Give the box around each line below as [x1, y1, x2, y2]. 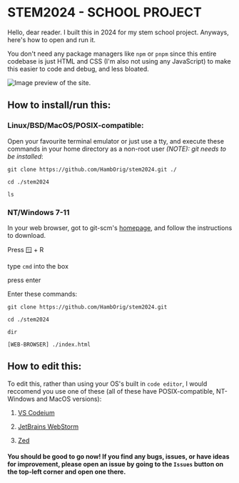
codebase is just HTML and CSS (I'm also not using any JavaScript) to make [7, 56, 231, 65]
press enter [7, 276, 41, 284]
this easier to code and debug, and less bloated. [7, 64, 149, 73]
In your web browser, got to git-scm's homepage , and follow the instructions [7, 223, 233, 232]
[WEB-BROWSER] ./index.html [7, 341, 91, 348]
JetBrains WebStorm [17, 422, 79, 431]
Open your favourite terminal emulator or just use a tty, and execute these [7, 136, 225, 145]
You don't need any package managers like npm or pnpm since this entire [7, 49, 217, 58]
